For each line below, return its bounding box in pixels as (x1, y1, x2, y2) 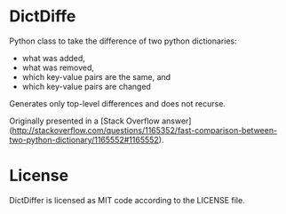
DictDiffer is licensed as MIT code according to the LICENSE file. (9, 194, 246, 205)
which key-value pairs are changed (21, 81, 151, 91)
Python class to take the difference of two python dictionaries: (9, 36, 237, 46)
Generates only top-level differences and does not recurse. (9, 98, 226, 108)
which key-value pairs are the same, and (21, 71, 171, 82)
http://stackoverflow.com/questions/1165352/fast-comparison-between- (12, 124, 278, 135)
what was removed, (21, 62, 95, 73)
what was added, (21, 52, 86, 63)
